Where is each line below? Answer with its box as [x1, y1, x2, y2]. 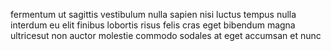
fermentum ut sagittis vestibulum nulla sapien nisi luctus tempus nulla [10, 9, 297, 20]
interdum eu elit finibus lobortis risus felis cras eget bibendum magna [10, 19, 296, 31]
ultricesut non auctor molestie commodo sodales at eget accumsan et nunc [10, 30, 322, 41]
